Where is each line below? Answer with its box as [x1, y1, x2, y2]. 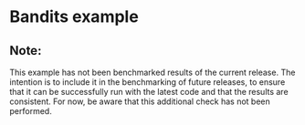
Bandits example [9, 6, 139, 27]
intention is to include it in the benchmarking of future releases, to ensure [9, 77, 286, 88]
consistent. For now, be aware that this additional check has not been [9, 96, 271, 107]
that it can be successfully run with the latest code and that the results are [9, 87, 289, 97]
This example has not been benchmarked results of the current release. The [9, 67, 296, 78]
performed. [9, 106, 52, 116]
